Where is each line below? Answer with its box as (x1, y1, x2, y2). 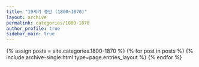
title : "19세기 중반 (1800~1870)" (6, 8, 88, 15)
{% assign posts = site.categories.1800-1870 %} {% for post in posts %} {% (6, 47, 194, 54)
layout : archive (6, 14, 47, 20)
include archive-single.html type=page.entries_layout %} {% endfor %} (6, 54, 182, 61)
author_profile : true (6, 25, 61, 32)
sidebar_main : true (6, 31, 55, 37)
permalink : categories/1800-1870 (6, 20, 90, 26)
